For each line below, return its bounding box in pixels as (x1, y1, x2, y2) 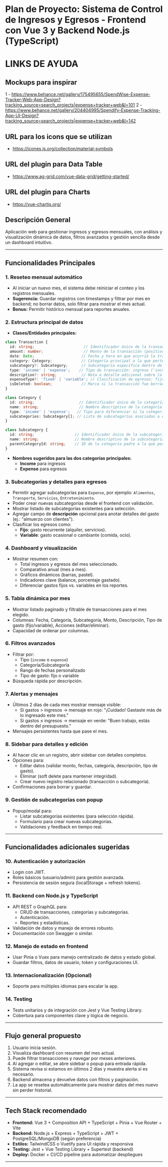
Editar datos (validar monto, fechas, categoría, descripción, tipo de (19, 763, 157, 769)
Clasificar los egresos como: (12, 521, 71, 527)
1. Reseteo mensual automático (5, 273, 82, 280)
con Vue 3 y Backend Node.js (5, 25, 130, 36)
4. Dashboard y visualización (5, 544, 77, 551)
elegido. (12, 611, 29, 618)
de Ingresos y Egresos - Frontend (5, 14, 146, 25)
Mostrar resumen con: (12, 556, 58, 562)
